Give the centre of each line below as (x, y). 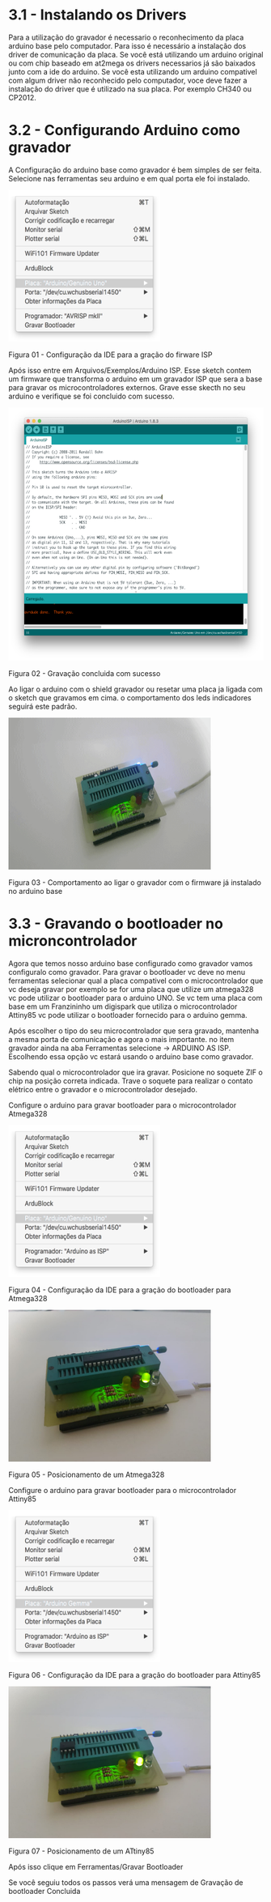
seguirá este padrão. (43, 706)
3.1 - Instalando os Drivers (97, 15)
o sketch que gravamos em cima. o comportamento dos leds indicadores (130, 697)
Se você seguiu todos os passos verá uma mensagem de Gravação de (126, 1882)
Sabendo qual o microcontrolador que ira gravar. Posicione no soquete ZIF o (135, 1072)
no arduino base (36, 891)
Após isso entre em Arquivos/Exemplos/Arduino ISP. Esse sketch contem (130, 370)
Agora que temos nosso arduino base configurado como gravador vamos (131, 963)
